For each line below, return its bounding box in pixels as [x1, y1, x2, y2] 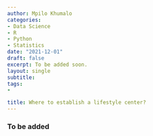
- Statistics [7, 42, 45, 49]
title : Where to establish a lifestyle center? [7, 99, 147, 106]
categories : [7, 16, 41, 23]
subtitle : [7, 73, 36, 81]
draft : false [7, 55, 45, 62]
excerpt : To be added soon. [7, 61, 88, 68]
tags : [7, 80, 23, 87]
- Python [7, 36, 32, 43]
